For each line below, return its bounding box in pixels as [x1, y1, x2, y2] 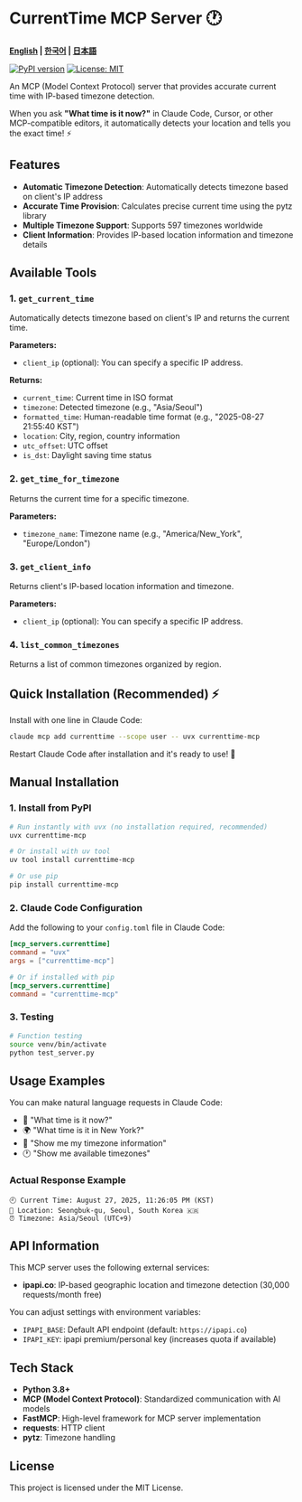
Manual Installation [9, 774, 120, 790]
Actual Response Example [9, 1174, 126, 1187]
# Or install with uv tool [9, 847, 111, 856]
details [22, 239, 48, 249]
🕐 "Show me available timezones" [22, 1148, 151, 1159]
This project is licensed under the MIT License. [9, 1482, 184, 1493]
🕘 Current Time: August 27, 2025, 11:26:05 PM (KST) [9, 1196, 215, 1205]
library [22, 210, 47, 221]
